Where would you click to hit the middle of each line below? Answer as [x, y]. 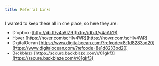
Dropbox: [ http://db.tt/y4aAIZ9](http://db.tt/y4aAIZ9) [65, 32]
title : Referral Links [28, 9]
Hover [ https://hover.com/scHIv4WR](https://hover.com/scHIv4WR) [80, 38]
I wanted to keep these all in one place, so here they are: [61, 23]
